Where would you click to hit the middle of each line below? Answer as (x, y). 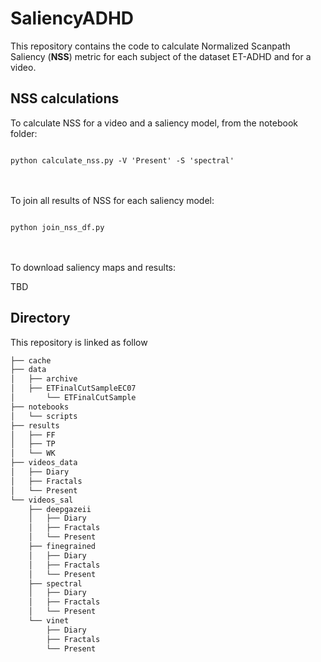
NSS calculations (65, 98)
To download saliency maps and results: (93, 267)
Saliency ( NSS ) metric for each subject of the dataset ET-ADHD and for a (161, 56)
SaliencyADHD (72, 18)
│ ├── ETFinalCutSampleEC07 (73, 388)
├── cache (31, 360)
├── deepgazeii (60, 509)
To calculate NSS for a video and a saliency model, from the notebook (154, 123)
